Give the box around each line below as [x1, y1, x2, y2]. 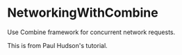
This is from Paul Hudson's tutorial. [7, 41, 108, 49]
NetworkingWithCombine [7, 5, 158, 21]
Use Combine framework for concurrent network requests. [7, 28, 176, 36]
